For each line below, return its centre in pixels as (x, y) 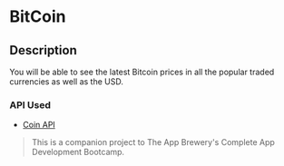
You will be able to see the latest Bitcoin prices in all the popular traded (142, 72)
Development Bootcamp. (78, 152)
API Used (30, 104)
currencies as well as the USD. (67, 82)
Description (43, 50)
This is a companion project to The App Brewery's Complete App (153, 142)
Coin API (39, 125)
